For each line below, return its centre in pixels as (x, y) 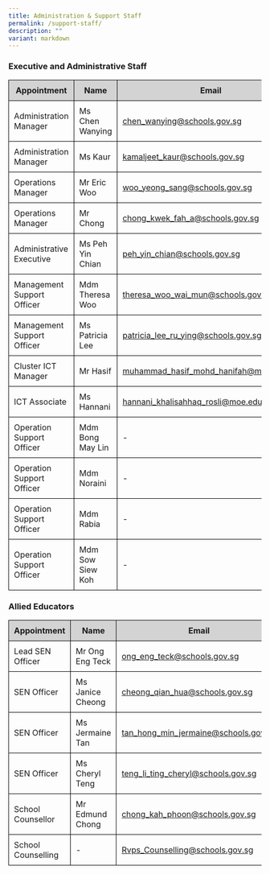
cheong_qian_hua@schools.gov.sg (187, 691)
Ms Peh (94, 244)
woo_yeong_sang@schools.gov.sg (188, 188)
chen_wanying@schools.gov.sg (182, 121)
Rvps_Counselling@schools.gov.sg (188, 850)
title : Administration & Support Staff (75, 16)
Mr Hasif (95, 371)
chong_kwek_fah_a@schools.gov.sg (191, 218)
